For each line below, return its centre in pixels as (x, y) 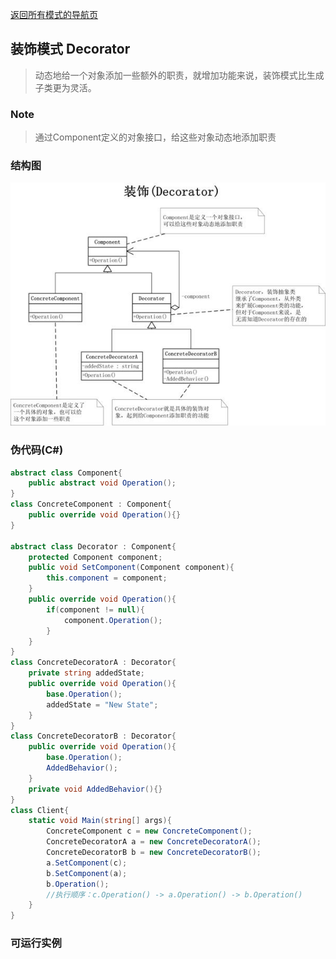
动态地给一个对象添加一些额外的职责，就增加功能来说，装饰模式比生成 (179, 75)
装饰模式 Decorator (70, 49)
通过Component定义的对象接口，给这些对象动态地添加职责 (155, 137)
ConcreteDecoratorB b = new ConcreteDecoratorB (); (154, 853)
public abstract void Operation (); (102, 483)
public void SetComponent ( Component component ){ (131, 568)
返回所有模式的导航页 (54, 14)
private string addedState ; (86, 673)
